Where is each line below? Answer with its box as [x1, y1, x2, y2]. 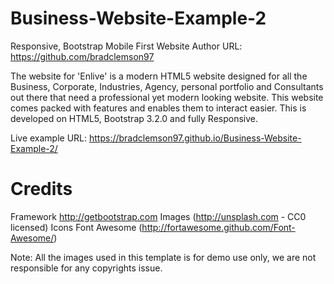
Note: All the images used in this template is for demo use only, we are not [10, 251, 317, 263]
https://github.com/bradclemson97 [10, 50, 155, 62]
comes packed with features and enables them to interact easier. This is [10, 102, 307, 114]
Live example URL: [10, 132, 88, 144]
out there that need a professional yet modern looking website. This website [10, 91, 324, 103]
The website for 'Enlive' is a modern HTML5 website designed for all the [10, 70, 308, 82]
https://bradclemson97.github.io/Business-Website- [89, 132, 302, 144]
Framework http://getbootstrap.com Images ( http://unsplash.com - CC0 [10, 210, 307, 222]
